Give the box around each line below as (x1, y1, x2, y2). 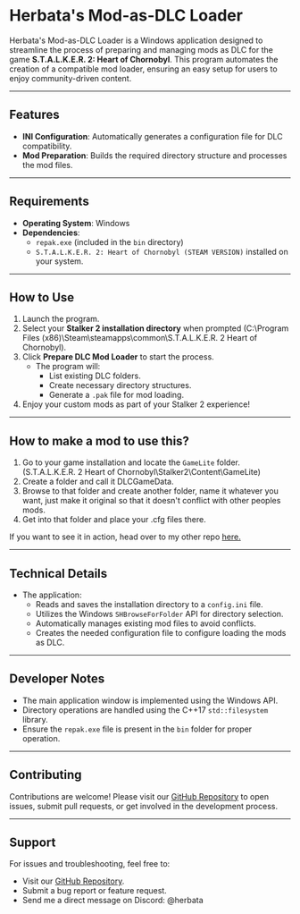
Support (9, 835, 56, 851)
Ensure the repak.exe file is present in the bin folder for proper (21, 724, 253, 734)
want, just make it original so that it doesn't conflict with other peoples (21, 495, 281, 506)
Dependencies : (21, 227, 80, 238)
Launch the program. (21, 314, 100, 325)
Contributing (9, 767, 82, 783)
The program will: (35, 361, 101, 372)
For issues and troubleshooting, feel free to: (9, 859, 171, 869)
